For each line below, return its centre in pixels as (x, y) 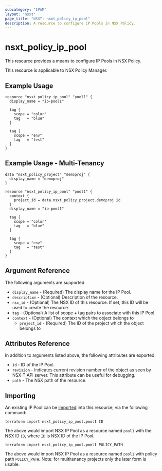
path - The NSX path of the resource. (49, 380)
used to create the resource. (41, 307)
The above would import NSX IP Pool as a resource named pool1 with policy (81, 454)
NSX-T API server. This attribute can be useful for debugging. (74, 375)
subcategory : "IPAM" (26, 10)
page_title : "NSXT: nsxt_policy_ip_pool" (48, 19)
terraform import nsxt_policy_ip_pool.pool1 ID (54, 422)
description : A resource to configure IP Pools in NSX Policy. (71, 23)
